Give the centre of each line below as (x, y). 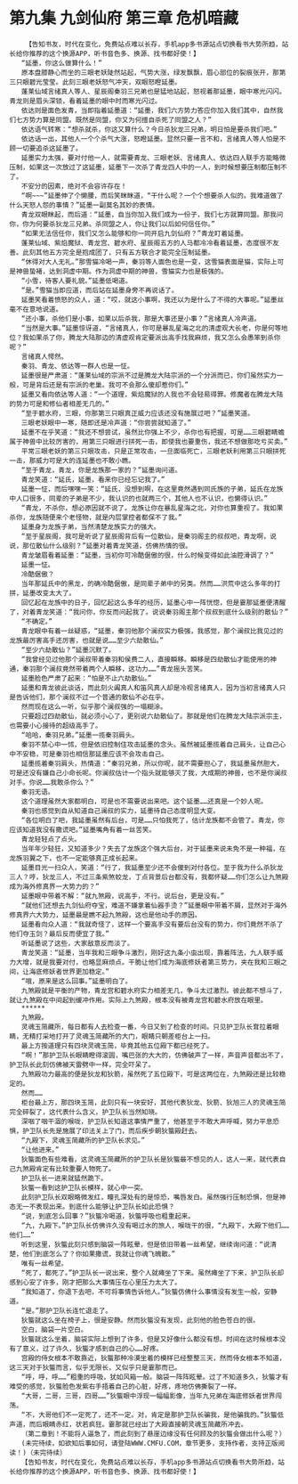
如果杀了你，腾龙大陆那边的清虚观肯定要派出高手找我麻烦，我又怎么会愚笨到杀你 (155, 338)
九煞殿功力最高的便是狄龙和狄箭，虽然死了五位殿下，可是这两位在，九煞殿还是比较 (150, 1074)
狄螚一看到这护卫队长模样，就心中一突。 (84, 1187)
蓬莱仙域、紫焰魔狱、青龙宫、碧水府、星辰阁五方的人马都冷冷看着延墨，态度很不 (147, 243)
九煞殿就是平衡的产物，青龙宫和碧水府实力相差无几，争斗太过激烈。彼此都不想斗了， (153, 991)
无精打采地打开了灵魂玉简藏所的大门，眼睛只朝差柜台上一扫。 (118, 1036)
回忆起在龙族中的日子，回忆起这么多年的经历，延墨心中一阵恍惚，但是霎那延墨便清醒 (153, 602)
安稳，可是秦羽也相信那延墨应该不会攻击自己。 (95, 754)
